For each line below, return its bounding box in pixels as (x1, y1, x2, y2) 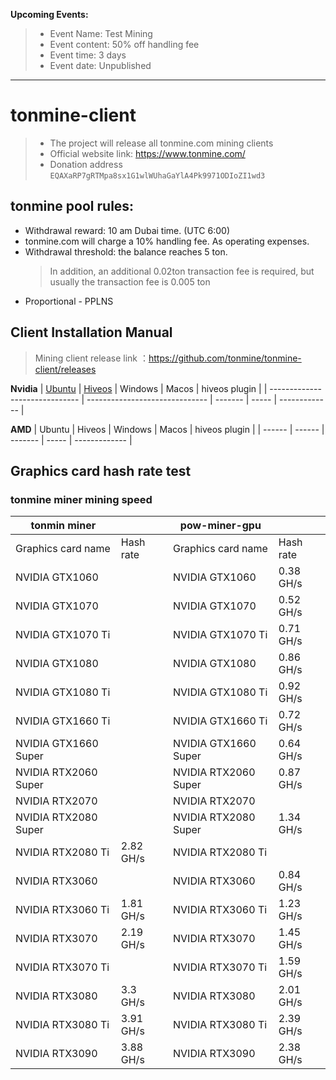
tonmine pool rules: (10, 198, 135, 215)
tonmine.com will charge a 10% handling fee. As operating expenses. (24, 235, 310, 247)
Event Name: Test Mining (49, 28, 153, 39)
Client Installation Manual (10, 324, 173, 341)
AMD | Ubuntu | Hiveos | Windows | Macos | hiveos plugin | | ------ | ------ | (10, 423, 325, 435)
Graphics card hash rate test (10, 462, 192, 479)
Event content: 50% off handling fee (49, 39, 200, 50)
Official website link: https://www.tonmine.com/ (49, 147, 246, 159)
